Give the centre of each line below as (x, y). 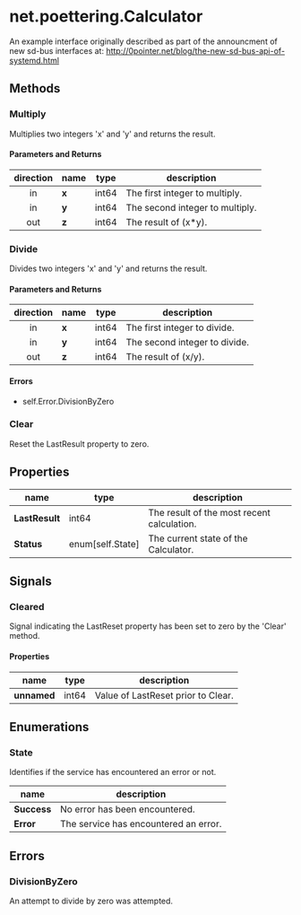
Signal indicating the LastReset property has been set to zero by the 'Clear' (148, 626)
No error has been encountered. (127, 809)
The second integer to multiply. (191, 207)
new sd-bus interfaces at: (57, 50)
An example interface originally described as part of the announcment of (143, 41)
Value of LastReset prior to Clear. (164, 695)
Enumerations (49, 727)
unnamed (34, 695)
